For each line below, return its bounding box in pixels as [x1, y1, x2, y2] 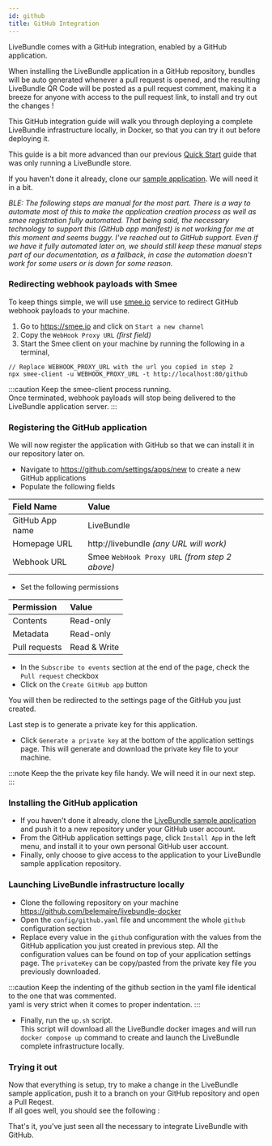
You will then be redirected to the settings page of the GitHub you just [8, 696, 241, 705]
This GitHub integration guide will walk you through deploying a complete [8, 116, 253, 126]
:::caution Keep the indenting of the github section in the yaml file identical [8, 982, 257, 992]
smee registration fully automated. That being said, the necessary [8, 215, 230, 225]
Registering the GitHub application [8, 421, 147, 433]
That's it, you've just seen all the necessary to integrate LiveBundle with [8, 1121, 249, 1131]
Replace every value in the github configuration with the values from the [19, 932, 261, 941]
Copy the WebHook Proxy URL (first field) [19, 330, 151, 339]
